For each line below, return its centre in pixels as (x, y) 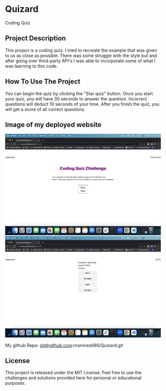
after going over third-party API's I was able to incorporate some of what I (80, 61)
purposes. (16, 383)
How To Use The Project (43, 82)
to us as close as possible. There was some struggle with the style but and (81, 55)
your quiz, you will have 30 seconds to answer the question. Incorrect (76, 99)
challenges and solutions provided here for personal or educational (73, 378)
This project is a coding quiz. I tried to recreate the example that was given (81, 50)
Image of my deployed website (53, 125)
